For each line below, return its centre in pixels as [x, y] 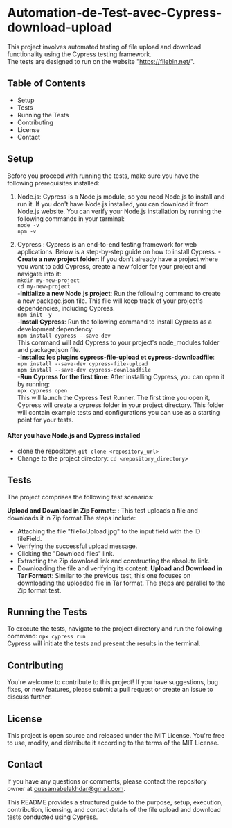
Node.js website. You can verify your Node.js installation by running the [119, 211]
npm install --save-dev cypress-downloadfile [84, 370]
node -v [28, 225]
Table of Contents [47, 84]
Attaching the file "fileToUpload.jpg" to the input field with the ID [109, 531]
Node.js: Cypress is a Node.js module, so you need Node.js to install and [121, 197]
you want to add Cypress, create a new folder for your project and [111, 266]
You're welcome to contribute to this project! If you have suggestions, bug [113, 682]
